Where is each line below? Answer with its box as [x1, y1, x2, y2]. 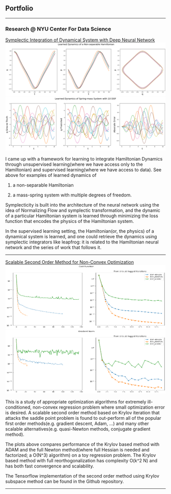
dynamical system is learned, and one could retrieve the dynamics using [5, 233, 157, 239]
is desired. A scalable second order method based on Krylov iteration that [5, 409, 160, 416]
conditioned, [5, 404, 32, 410]
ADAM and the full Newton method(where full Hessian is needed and [5, 446, 150, 453]
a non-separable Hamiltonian [12, 182, 74, 188]
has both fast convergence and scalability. [5, 463, 94, 469]
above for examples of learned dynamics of [5, 172, 97, 178]
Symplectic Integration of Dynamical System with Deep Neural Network [5, 37, 155, 43]
